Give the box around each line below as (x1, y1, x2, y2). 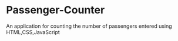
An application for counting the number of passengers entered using (6, 23, 172, 29)
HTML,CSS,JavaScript (6, 28, 60, 35)
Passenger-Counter (6, 3, 105, 17)
